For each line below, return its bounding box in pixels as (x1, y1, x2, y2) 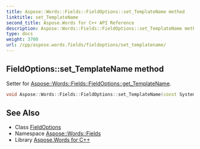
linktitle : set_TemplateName (6, 14, 79, 20)
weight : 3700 (6, 36, 39, 42)
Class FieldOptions (14, 123, 61, 131)
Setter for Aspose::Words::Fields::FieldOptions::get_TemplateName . (6, 80, 171, 87)
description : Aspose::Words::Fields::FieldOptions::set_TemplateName (6, 25, 183, 32)
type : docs (6, 31, 33, 37)
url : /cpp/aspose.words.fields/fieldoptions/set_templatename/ (6, 42, 167, 48)
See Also (6, 108, 40, 118)
